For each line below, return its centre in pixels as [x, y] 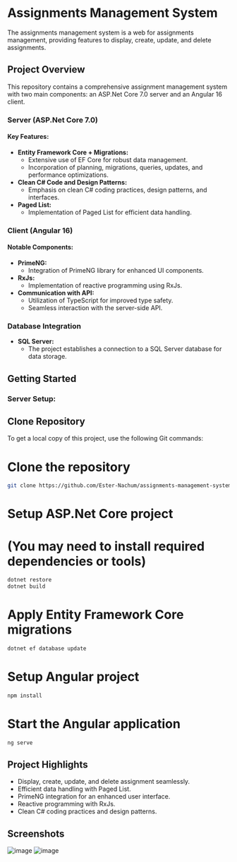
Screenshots [36, 833]
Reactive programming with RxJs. [66, 804]
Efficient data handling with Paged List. [74, 789]
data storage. [47, 357]
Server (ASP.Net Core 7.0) [53, 120]
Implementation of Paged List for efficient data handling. [110, 212]
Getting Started [42, 378]
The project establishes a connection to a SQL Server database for [125, 349]
